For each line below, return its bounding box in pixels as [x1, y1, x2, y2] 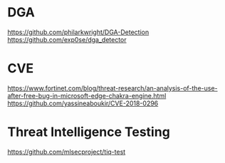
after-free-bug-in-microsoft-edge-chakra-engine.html [7, 91, 167, 100]
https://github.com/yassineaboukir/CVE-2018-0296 [7, 99, 159, 107]
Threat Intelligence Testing [7, 124, 171, 140]
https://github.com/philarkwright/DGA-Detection [7, 28, 150, 36]
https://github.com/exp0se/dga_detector [7, 35, 127, 43]
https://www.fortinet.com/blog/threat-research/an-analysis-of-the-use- [7, 83, 219, 93]
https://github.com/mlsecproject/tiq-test [7, 147, 126, 156]
